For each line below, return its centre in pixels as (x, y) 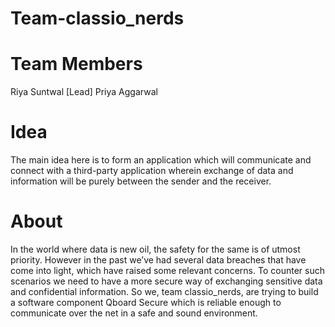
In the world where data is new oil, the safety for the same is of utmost (155, 249)
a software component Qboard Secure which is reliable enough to (146, 302)
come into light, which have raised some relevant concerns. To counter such (167, 270)
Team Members (76, 64)
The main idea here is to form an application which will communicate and (161, 160)
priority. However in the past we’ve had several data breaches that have (158, 260)
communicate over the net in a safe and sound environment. (134, 313)
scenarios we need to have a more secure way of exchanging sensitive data (166, 281)
